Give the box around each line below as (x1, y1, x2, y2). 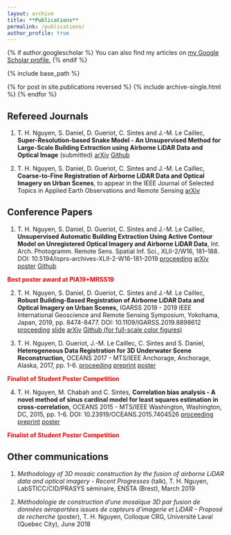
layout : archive (7, 10, 54, 17)
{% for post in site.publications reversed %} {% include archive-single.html (7, 83, 221, 91)
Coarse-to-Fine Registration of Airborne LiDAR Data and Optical (17, 171, 205, 180)
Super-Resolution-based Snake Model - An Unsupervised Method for (17, 136, 221, 144)
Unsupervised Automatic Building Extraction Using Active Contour (17, 232, 213, 240)
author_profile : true (7, 29, 70, 37)
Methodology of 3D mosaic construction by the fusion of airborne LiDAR (17, 469, 225, 477)
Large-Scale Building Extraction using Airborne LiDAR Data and (17, 144, 203, 152)
